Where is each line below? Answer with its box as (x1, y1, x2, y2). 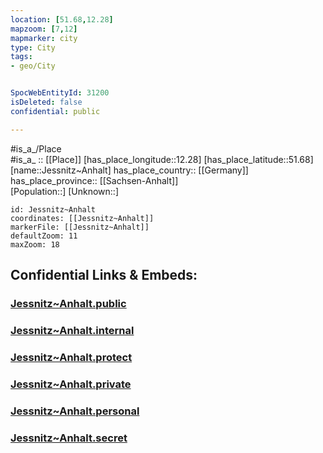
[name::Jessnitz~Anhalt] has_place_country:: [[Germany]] (10, 164, 249, 176)
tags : (10, 52, 33, 62)
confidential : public (10, 106, 101, 116)
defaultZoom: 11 (10, 231, 78, 241)
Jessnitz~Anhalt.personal (10, 404, 140, 418)
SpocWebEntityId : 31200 (10, 88, 110, 98)
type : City (10, 42, 56, 53)
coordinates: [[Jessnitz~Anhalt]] (10, 213, 155, 223)
